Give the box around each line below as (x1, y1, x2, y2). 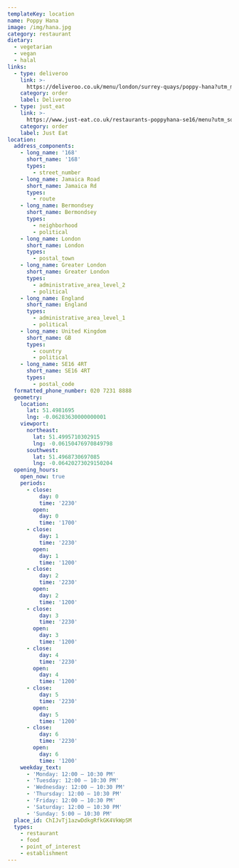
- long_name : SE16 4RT (20, 360, 87, 368)
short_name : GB (26, 334, 72, 341)
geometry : (14, 394, 43, 401)
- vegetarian (14, 43, 53, 50)
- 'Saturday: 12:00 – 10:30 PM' (26, 803, 122, 810)
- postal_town (33, 255, 75, 262)
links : (7, 63, 27, 70)
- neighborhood (33, 222, 78, 229)
